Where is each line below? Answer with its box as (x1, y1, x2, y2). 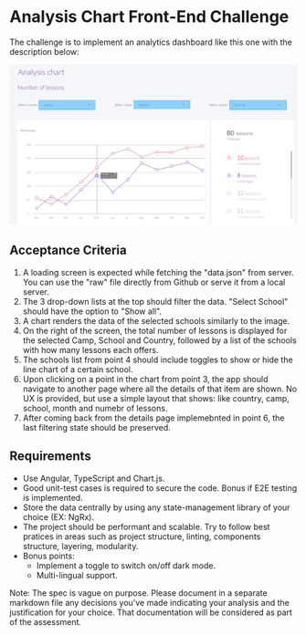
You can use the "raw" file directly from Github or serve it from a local (22, 276, 286, 287)
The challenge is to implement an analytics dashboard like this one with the (9, 36, 292, 47)
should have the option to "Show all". (22, 306, 163, 317)
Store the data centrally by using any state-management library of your (22, 502, 290, 513)
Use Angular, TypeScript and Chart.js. (22, 473, 165, 484)
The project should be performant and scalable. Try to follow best (22, 521, 270, 532)
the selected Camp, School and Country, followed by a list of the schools (22, 335, 297, 346)
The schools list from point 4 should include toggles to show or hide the (22, 354, 294, 365)
